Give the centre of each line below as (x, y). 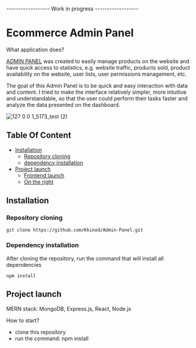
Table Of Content (39, 136)
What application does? (35, 49)
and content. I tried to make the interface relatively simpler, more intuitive (97, 92)
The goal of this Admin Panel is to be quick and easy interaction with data (97, 85)
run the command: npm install (52, 338)
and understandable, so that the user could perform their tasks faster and (97, 98)
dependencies (24, 264)
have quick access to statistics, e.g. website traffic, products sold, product (98, 67)
